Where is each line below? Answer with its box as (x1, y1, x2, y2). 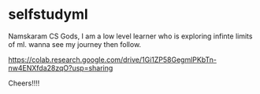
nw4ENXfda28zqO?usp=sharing (8, 63, 113, 72)
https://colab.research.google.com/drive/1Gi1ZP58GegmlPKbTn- (8, 55, 217, 64)
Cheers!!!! (8, 78, 40, 88)
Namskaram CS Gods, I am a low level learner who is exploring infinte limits (8, 31, 253, 41)
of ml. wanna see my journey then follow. (8, 39, 142, 49)
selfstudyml (8, 5, 88, 23)
